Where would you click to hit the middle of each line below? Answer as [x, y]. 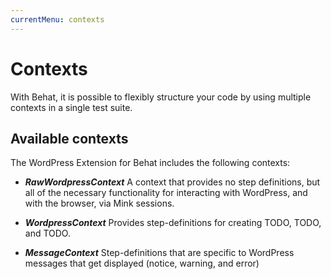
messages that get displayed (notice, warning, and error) [142, 263]
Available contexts [69, 138]
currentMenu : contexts [57, 19]
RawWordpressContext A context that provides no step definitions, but [172, 182]
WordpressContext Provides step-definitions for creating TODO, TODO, [173, 223]
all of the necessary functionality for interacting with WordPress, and [166, 193]
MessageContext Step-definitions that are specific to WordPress [159, 253]
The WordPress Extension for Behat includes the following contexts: [150, 163]
